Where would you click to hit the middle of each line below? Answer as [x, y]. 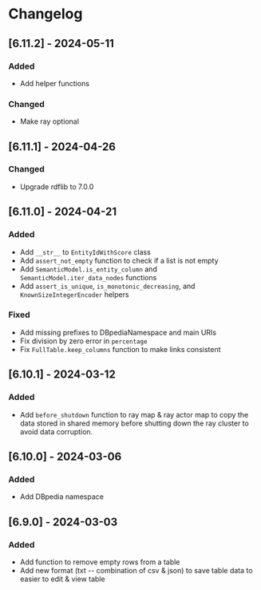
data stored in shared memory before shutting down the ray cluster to [134, 423]
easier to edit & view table [62, 579]
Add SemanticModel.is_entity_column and [88, 269]
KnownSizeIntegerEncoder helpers [74, 294]
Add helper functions [55, 83]
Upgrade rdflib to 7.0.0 [57, 186]
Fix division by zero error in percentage [83, 341]
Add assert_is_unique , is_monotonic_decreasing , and [107, 286]
